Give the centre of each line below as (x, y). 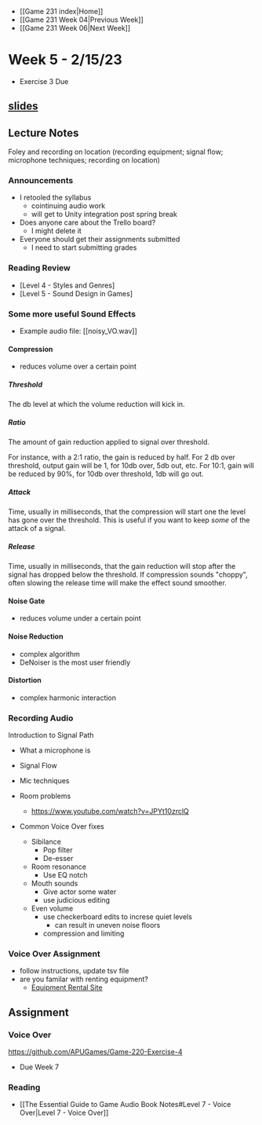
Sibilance (46, 842)
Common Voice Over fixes (62, 826)
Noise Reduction (36, 636)
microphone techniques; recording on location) (84, 160)
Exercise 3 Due (44, 81)
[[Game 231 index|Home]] (61, 11)
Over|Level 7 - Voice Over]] (64, 1113)
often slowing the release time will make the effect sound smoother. (118, 583)
